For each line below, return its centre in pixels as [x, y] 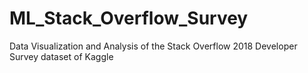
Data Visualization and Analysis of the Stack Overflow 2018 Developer [153, 46]
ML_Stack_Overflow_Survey [129, 18]
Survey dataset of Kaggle [61, 56]
